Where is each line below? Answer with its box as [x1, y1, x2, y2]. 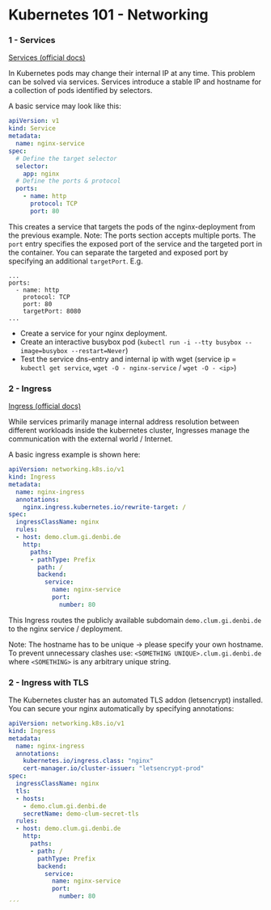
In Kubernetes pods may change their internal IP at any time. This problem [8, 69, 256, 78]
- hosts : [15, 794, 45, 803]
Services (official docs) [8, 53, 86, 62]
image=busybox [19, 347, 68, 355]
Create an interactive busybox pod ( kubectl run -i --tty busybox [19, 337, 242, 347]
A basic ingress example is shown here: [8, 450, 141, 460]
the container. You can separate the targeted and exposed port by [8, 247, 229, 257]
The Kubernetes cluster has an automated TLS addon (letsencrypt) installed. [8, 695, 263, 705]
